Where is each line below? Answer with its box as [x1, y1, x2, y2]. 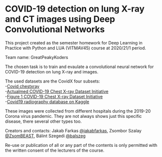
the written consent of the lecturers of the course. [5, 147, 105, 153]
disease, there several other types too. [5, 118, 82, 124]
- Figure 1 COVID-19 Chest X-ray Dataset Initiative [5, 93, 103, 100]
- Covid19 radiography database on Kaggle [5, 99, 89, 104]
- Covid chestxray [5, 83, 40, 89]
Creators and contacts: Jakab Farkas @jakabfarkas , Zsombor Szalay [5, 128, 142, 133]
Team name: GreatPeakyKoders [5, 54, 69, 60]
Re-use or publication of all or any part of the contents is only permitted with [5, 142, 158, 148]
